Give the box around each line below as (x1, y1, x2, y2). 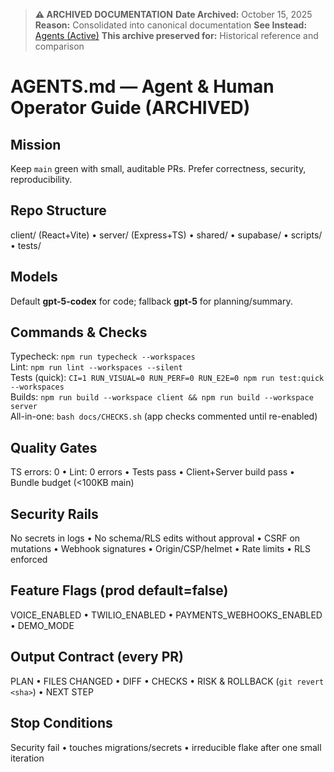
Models (10, 269, 58, 286)
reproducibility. (10, 174, 73, 185)
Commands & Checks (10, 324, 148, 341)
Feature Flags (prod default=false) (10, 582, 229, 599)
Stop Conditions (10, 715, 113, 732)
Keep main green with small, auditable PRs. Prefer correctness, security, (10, 163, 307, 174)
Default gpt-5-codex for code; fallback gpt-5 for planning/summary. (10, 295, 293, 307)
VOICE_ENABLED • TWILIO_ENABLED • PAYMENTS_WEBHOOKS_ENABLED (10, 609, 323, 621)
